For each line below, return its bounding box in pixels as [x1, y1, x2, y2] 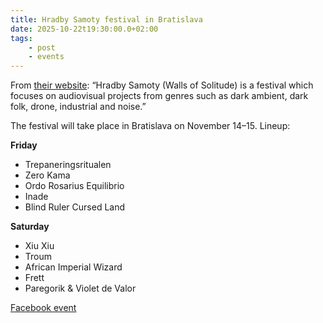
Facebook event [10, 302, 77, 314]
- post [28, 42, 56, 53]
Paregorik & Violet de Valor [24, 282, 137, 295]
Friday [10, 139, 38, 151]
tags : [10, 33, 33, 43]
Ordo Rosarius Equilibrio [24, 180, 125, 192]
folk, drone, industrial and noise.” [10, 101, 147, 113]
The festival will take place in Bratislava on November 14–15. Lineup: [10, 120, 291, 132]
